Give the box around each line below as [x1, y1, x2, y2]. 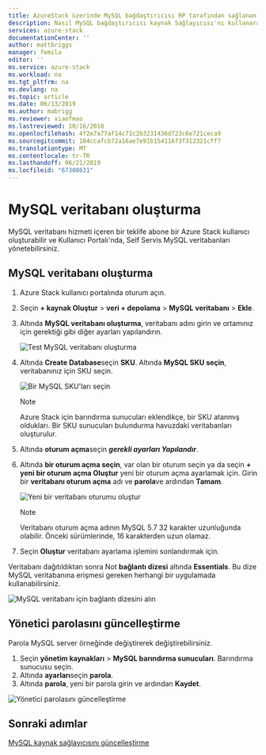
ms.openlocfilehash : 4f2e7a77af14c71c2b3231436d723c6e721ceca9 [8, 129, 222, 137]
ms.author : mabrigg [8, 108, 73, 116]
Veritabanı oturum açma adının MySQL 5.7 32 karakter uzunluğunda [19, 523, 241, 532]
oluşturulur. [19, 429, 57, 439]
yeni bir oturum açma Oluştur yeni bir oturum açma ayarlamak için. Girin [19, 468, 258, 477]
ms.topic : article [8, 93, 69, 101]
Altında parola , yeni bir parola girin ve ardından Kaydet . [19, 679, 202, 688]
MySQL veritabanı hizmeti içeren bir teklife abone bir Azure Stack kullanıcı [8, 227, 250, 236]
